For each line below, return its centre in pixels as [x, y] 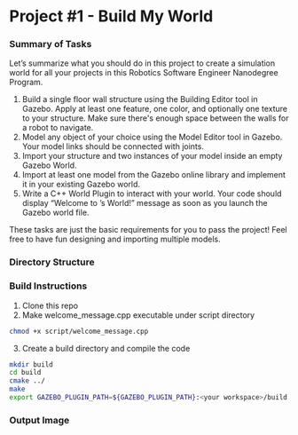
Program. [26, 83]
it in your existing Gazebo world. [81, 185]
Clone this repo [50, 305]
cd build [25, 373]
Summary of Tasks [51, 44]
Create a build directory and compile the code [106, 348]
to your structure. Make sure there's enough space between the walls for [155, 118]
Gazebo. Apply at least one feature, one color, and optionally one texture [155, 109]
